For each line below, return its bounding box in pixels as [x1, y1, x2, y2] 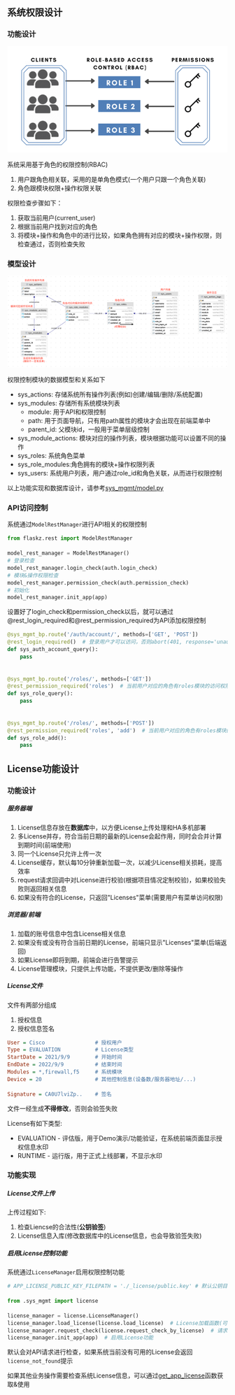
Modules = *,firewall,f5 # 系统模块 [7, 1068, 122, 1075]
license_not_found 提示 [7, 1357, 73, 1365]
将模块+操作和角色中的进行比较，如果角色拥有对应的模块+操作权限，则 [17, 231, 222, 239]
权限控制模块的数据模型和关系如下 [7, 375, 106, 384]
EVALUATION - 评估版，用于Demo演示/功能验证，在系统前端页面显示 [17, 1133, 217, 1142]
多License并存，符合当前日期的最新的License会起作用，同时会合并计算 [17, 831, 222, 840]
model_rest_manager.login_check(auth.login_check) [7, 564, 158, 571]
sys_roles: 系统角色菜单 [17, 452, 85, 460]
